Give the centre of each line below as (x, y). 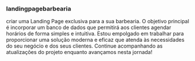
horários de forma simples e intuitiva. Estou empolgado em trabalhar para (95, 34)
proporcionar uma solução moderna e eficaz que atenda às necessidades (95, 40)
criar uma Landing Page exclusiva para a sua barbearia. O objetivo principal (98, 21)
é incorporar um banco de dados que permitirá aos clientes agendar (89, 27)
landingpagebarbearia (39, 9)
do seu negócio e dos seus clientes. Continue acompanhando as (84, 46)
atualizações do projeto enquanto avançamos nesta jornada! (79, 52)
